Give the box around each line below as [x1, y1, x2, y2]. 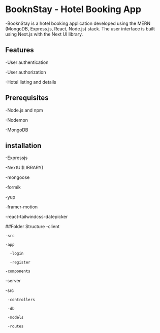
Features [5, 46, 34, 54]
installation [5, 141, 42, 150]
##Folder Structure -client [5, 224, 60, 230]
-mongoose [5, 174, 30, 180]
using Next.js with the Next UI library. [5, 31, 83, 37]
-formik [5, 184, 21, 191]
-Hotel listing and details [5, 79, 57, 85]
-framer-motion [5, 204, 38, 210]
